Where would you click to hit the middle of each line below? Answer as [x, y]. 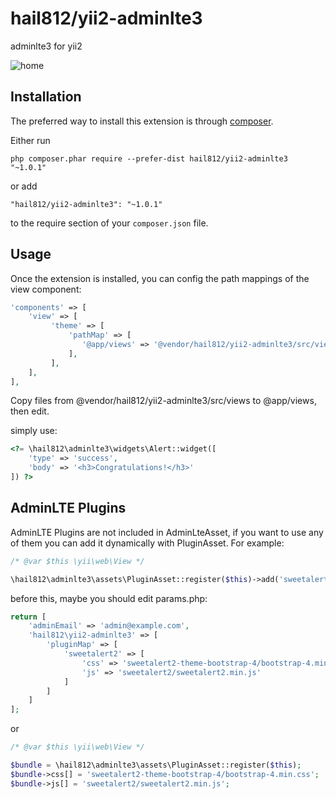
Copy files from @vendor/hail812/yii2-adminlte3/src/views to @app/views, [163, 401]
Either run [30, 140]
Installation [46, 97]
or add [24, 186]
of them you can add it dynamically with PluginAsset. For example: [147, 543]
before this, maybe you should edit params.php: [109, 598]
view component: [46, 289]
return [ [28, 617]
